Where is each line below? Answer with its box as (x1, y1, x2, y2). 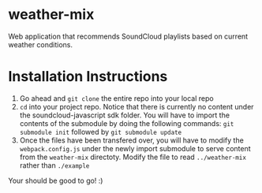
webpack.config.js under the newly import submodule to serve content (19, 143, 251, 153)
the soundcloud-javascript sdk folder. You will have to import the (19, 110, 230, 120)
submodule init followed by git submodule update (19, 127, 182, 136)
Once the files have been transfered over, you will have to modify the (19, 135, 245, 145)
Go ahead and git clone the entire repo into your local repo (19, 93, 215, 103)
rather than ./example (19, 160, 90, 170)
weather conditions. (8, 39, 73, 49)
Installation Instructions (8, 68, 168, 86)
